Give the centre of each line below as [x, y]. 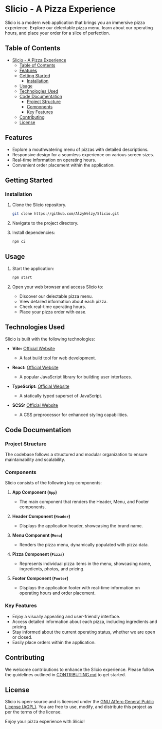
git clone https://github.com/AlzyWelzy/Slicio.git [65, 214]
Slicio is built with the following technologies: [50, 339]
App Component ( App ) [35, 492]
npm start [22, 277]
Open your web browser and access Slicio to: [58, 287]
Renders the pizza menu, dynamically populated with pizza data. [84, 545]
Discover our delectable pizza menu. [56, 296]
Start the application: [33, 268]
